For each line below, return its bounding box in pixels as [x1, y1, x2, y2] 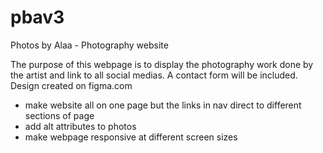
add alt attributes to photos [24, 120, 137, 132]
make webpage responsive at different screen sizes [24, 131, 238, 143]
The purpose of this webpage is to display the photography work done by [10, 58, 314, 70]
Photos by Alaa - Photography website [10, 39, 169, 51]
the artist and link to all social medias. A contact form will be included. [10, 69, 298, 81]
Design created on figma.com [10, 79, 133, 91]
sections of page [24, 109, 95, 121]
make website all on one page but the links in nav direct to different [24, 99, 302, 111]
